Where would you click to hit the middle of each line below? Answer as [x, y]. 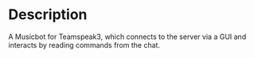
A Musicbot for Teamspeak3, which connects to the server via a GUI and [127, 37]
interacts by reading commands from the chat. [84, 44]
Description [48, 15]
